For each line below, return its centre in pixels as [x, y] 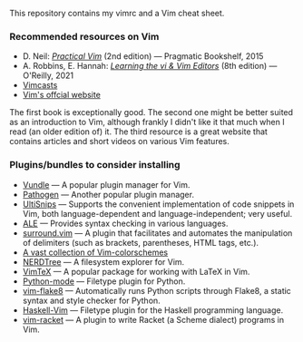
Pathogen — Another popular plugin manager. [108, 194]
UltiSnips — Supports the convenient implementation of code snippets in [158, 204]
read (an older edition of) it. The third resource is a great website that [138, 132]
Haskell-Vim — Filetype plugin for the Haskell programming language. [153, 310]
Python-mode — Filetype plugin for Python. [104, 281]
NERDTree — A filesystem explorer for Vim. [103, 261]
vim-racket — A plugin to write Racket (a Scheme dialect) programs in [153, 319]
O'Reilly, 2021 [48, 75]
